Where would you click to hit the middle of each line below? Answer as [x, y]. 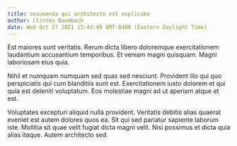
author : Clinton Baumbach [45, 21]
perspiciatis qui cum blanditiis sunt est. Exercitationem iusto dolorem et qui [116, 84]
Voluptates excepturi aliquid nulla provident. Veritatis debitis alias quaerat [114, 112]
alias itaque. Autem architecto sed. [58, 135]
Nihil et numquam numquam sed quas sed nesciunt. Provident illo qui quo [115, 76]
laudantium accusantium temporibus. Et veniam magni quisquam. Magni [112, 55]
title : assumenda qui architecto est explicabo [79, 14]
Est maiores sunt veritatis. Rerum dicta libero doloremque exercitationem [113, 47]
